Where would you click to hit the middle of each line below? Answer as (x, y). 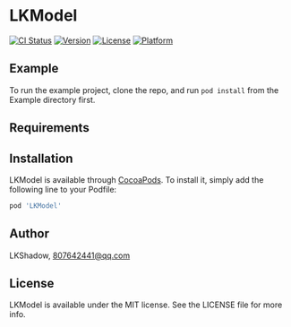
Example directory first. (52, 99)
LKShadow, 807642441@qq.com (70, 255)
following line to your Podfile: (63, 189)
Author (29, 234)
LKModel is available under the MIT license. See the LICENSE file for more (146, 305)
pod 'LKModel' (36, 206)
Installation (41, 158)
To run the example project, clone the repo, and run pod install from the (144, 90)
